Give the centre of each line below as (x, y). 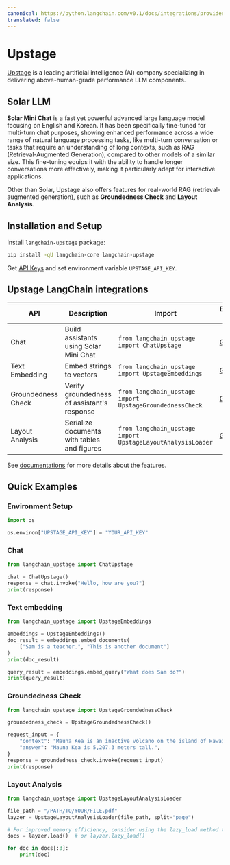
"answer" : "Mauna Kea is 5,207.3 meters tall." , (90, 748)
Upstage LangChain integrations (78, 290)
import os (21, 521)
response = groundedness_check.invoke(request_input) (86, 760)
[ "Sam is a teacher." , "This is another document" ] (94, 647)
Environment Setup (40, 506)
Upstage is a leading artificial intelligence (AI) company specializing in (106, 73)
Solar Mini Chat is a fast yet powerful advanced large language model (106, 118)
